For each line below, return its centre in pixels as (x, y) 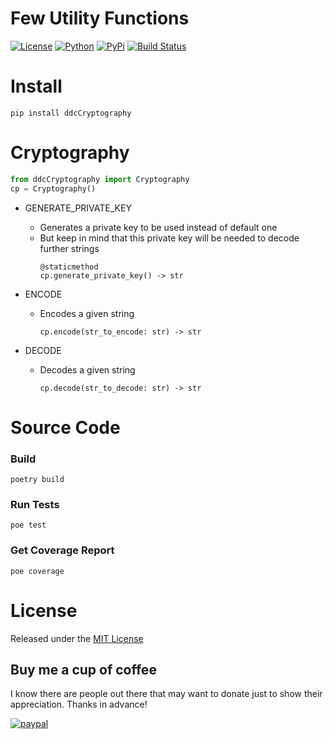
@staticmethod (69, 267)
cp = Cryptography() (53, 188)
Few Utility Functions (100, 18)
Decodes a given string (87, 369)
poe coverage (37, 571)
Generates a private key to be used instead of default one (158, 227)
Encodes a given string (87, 313)
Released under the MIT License (77, 638)
